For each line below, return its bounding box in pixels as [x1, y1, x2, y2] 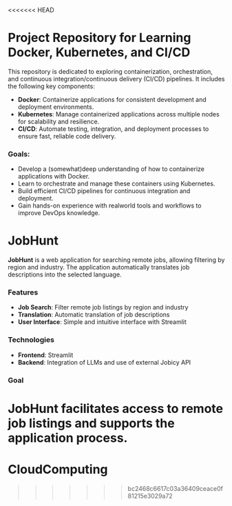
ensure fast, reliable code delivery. [17, 132, 116, 140]
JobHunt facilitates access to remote [8, 401, 224, 416]
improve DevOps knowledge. [17, 209, 101, 217]
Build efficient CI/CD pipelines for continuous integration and [17, 187, 191, 195]
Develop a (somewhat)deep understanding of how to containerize [17, 165, 205, 173]
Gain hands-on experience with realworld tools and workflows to [17, 201, 202, 210]
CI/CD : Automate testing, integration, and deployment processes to [17, 124, 209, 133]
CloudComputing [8, 462, 109, 478]
